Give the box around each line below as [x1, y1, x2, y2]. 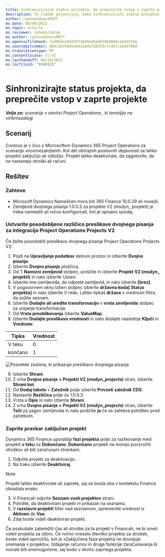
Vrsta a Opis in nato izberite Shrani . [12, 397, 85, 403]
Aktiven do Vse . [12, 511, 46, 517]
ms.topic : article [5, 26, 43, 30]
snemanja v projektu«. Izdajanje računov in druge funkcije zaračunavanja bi [5, 541, 158, 547]
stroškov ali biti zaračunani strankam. [5, 447, 81, 453]
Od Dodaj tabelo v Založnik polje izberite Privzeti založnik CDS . [12, 386, 143, 392]
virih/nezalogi [5, 115, 33, 121]
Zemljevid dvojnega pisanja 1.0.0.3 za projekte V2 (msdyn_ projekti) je [12, 204, 154, 209]
